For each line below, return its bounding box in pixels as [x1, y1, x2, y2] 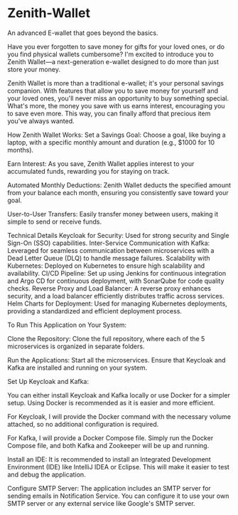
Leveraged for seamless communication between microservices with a [7, 246, 215, 254]
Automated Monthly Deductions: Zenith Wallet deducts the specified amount [7, 180, 232, 189]
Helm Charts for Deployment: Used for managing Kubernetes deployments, [7, 299, 227, 308]
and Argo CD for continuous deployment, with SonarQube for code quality [7, 276, 225, 285]
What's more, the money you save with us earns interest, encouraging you [7, 101, 225, 110]
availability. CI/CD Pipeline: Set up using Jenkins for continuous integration [7, 269, 226, 277]
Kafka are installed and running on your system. [7, 363, 148, 372]
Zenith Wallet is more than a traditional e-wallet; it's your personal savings [7, 78, 224, 87]
